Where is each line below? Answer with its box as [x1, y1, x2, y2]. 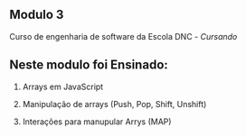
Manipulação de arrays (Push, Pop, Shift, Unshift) [22, 98, 207, 109]
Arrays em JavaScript [22, 81, 104, 92]
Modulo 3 [9, 7, 64, 23]
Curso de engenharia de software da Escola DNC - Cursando [9, 31, 238, 41]
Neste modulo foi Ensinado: [9, 58, 169, 73]
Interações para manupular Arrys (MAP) [22, 116, 172, 127]
